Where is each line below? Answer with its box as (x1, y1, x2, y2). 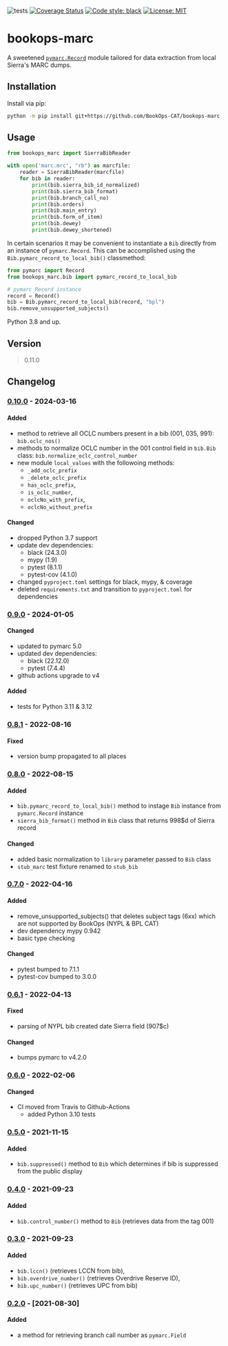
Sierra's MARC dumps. (7, 61, 72, 69)
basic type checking (17, 934, 75, 942)
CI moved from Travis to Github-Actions (17, 1103, 130, 1111)
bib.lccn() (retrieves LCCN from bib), (17, 1267, 125, 1275)
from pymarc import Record (7, 266, 85, 274)
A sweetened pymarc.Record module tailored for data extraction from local (7, 53, 216, 61)
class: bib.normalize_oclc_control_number (17, 451, 138, 459)
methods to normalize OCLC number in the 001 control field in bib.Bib (17, 444, 216, 452)
